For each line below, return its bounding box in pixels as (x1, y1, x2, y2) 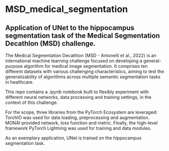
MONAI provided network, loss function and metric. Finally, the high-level (5, 120, 158, 126)
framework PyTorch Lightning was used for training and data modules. (5, 125, 152, 131)
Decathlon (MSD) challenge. (5, 39, 96, 48)
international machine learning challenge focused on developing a (5, 58, 143, 64)
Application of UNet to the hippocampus (5, 24, 135, 32)
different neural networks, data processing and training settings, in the (5, 94, 152, 100)
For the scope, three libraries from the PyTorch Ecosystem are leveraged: (5, 109, 158, 115)
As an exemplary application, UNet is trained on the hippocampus (5, 135, 142, 141)
